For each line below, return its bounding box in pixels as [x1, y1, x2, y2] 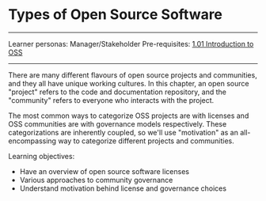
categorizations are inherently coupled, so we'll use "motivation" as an [8, 127, 239, 137]
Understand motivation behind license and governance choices [19, 184, 227, 193]
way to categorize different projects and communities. [58, 136, 235, 146]
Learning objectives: [8, 151, 75, 161]
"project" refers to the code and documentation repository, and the [8, 87, 227, 97]
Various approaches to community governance [19, 175, 173, 184]
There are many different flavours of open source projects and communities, [8, 70, 257, 80]
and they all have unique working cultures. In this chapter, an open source [8, 78, 249, 88]
